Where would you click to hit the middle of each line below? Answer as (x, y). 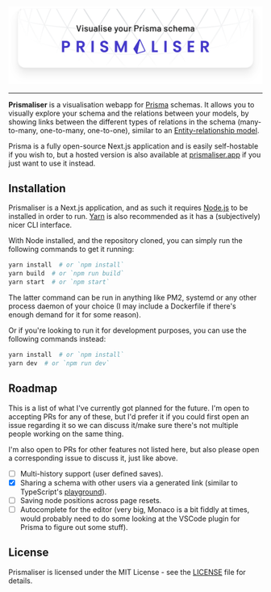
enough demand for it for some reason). (75, 315)
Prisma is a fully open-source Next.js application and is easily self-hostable (133, 146)
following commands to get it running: (71, 250)
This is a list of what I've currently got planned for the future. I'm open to (129, 408)
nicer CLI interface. (40, 225)
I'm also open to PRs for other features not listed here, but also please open (134, 449)
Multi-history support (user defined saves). (92, 473)
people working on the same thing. (66, 434)
